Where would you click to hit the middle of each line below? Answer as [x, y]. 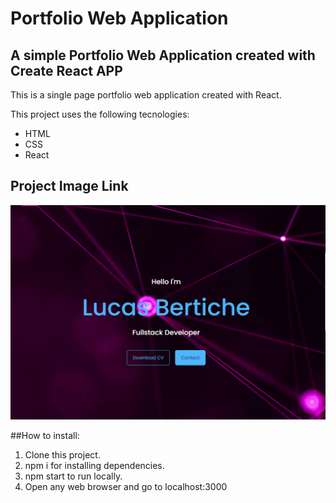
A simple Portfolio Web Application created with [163, 55]
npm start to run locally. [73, 476]
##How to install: [45, 436]
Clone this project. [62, 455]
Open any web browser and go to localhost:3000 [126, 487]
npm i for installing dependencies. [94, 466]
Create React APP [66, 70]
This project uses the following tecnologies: [100, 114]
